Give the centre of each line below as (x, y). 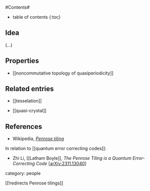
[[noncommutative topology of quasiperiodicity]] (63, 73)
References (24, 126)
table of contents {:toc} (36, 17)
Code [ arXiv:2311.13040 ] (61, 164)
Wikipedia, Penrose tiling (38, 139)
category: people (23, 173)
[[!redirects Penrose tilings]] (34, 183)
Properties (22, 61)
